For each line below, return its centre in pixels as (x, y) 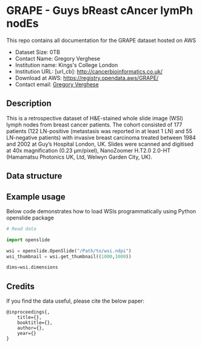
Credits (21, 286)
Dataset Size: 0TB (38, 52)
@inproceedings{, (28, 312)
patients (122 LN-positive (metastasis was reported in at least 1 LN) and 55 (99, 131)
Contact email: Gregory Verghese (57, 84)
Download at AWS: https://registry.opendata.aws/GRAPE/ (87, 78)
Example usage (36, 197)
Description (29, 104)
